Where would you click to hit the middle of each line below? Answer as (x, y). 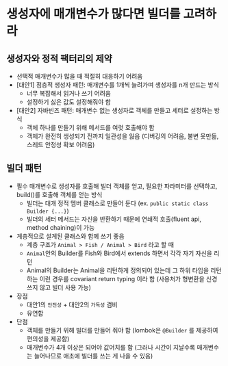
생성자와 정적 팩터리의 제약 (59, 58)
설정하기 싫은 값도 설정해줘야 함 (68, 102)
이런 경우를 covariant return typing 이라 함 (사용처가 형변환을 (122, 278)
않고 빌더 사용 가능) (65, 287)
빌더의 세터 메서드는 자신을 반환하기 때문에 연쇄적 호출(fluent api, (114, 219)
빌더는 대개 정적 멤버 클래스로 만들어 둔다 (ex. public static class (117, 203)
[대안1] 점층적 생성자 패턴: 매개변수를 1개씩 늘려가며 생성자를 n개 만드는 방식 (118, 85)
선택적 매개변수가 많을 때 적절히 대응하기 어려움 (79, 76)
